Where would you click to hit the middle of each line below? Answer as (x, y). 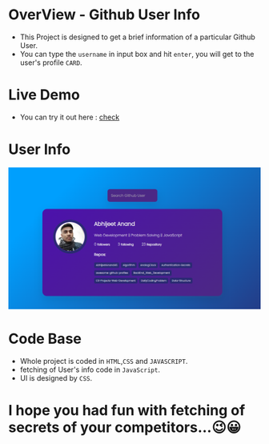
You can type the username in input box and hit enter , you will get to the (137, 54)
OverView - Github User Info (104, 15)
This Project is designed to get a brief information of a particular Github (138, 37)
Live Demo (44, 95)
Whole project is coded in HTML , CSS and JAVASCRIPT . (104, 361)
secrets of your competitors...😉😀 (125, 427)
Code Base (45, 339)
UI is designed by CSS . (56, 377)
